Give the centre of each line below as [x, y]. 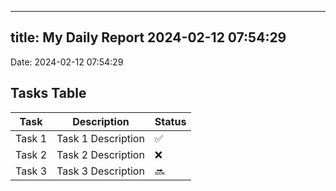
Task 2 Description [100, 154]
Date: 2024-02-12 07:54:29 [67, 62]
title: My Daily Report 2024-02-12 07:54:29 [148, 37]
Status [170, 121]
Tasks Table [48, 93]
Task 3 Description [100, 171]
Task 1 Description [100, 138]
